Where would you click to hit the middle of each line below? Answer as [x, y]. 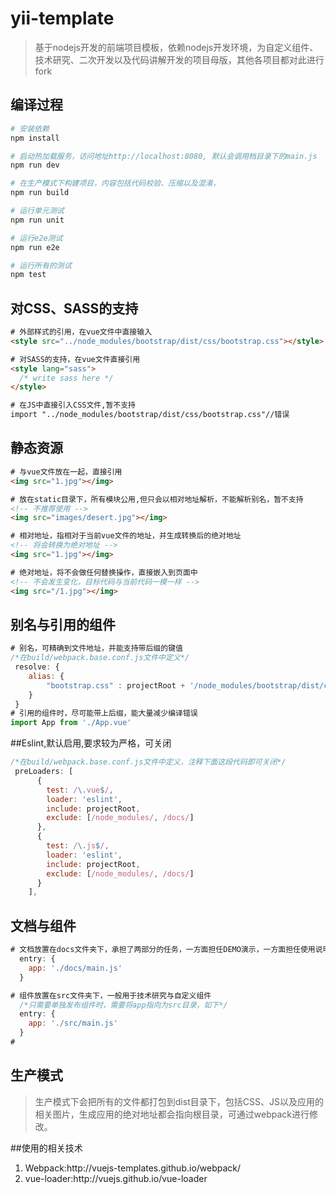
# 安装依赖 [30, 128]
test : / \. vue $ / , [80, 790]
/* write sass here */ [66, 378]
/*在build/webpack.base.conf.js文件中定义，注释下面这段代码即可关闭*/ [148, 762]
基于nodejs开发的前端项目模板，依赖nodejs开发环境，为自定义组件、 [176, 47]
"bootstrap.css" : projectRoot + [116, 685]
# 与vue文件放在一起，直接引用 [66, 472]
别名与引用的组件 [63, 624]
